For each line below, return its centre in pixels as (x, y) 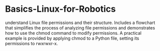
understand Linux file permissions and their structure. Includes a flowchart (80, 23)
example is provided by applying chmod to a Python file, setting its (72, 38)
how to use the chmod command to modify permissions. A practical (73, 33)
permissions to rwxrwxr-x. (32, 43)
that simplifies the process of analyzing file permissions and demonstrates (80, 27)
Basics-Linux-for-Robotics (60, 9)
